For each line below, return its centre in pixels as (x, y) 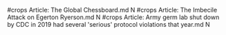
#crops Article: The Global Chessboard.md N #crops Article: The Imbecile (112, 10)
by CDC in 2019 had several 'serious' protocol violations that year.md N (109, 24)
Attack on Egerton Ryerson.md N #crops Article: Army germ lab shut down (113, 17)
